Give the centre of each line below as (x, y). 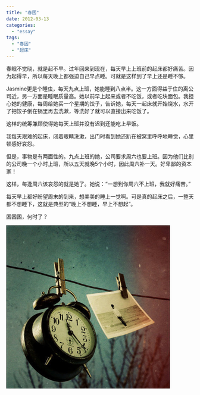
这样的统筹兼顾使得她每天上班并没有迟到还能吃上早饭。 (74, 123)
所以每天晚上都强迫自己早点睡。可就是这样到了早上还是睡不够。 (110, 76)
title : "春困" (23, 12)
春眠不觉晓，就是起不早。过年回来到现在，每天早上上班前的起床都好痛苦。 (97, 68)
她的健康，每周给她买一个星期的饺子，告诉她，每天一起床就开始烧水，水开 (102, 104)
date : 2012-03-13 (28, 19)
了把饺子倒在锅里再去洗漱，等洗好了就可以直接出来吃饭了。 (79, 111)
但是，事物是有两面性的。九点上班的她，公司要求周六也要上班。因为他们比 (97, 156)
